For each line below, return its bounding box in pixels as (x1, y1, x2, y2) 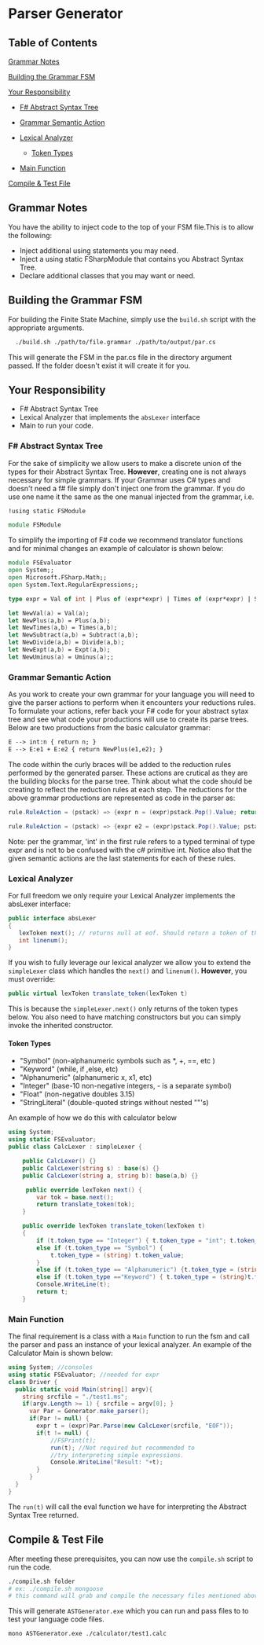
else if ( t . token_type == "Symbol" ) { (36, 1243, 163, 1252)
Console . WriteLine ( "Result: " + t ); (49, 1459, 163, 1467)
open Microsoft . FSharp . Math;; (8, 574, 108, 582)
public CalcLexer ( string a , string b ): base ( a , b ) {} (22, 1172, 199, 1180)
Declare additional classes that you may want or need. (19, 270, 196, 280)
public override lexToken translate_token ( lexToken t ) (22, 1222, 206, 1230)
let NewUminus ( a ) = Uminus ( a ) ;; (8, 653, 114, 661)
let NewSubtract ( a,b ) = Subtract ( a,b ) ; (8, 631, 139, 639)
